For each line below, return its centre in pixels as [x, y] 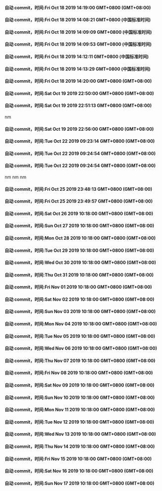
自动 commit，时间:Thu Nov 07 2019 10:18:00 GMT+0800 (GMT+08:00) [80, 360]
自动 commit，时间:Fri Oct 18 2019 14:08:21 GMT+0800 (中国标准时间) [78, 20]
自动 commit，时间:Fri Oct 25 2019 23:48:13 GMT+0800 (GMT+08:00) [79, 189]
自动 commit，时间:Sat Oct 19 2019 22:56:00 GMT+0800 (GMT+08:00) [79, 129]
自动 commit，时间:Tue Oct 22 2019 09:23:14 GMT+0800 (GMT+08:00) [80, 141]
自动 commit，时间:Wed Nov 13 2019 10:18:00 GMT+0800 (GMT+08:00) [81, 434]
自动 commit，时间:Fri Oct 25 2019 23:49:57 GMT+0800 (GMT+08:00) [79, 201]
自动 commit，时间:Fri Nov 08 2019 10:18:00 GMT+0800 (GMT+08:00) [79, 373]
